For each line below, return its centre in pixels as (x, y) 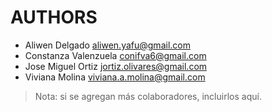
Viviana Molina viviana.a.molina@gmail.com (115, 77)
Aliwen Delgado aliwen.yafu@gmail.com (107, 45)
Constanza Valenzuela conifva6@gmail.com (115, 55)
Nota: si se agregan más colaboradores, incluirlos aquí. (148, 96)
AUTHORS (54, 17)
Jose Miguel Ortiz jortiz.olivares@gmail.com (116, 66)
